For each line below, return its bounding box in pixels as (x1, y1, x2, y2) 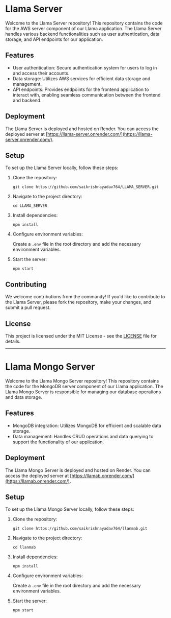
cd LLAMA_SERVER (12, 203, 47, 208)
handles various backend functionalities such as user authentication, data (5, 31, 160, 37)
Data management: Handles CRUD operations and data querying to (12, 433, 154, 439)
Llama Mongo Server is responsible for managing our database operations (5, 389, 161, 395)
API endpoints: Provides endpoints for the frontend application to (12, 86, 149, 92)
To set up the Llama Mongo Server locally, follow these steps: (5, 506, 134, 512)
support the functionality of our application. (12, 439, 104, 445)
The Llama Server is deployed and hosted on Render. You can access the (5, 126, 159, 132)
